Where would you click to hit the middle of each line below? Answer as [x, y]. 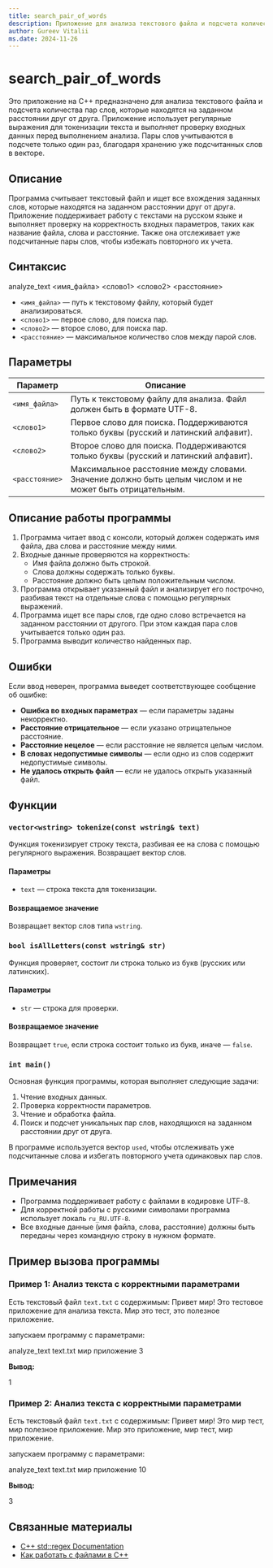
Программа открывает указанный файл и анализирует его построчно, [142, 589]
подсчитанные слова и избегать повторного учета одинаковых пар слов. [135, 1156]
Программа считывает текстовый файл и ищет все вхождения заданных [134, 198]
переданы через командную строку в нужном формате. [118, 1236]
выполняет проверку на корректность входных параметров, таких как [131, 224]
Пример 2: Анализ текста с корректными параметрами [125, 1403]
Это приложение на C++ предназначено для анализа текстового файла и [136, 102]
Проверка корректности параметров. [86, 1106]
